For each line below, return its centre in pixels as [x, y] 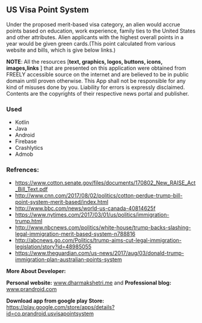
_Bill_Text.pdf [31, 189]
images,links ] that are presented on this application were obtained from [96, 68]
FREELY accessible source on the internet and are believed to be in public [98, 74]
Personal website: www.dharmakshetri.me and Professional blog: [89, 283]
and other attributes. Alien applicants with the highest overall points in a [95, 37]
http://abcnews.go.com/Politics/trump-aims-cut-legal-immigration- [98, 241]
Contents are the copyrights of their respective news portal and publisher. [98, 93]
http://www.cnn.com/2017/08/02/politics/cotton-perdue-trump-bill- [99, 195]
